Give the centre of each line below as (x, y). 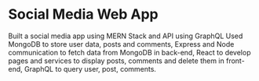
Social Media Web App (83, 14)
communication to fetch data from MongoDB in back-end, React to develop (129, 52)
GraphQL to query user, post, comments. (90, 69)
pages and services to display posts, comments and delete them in (117, 61)
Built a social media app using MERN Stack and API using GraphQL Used (126, 36)
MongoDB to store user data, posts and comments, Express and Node (121, 44)
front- (235, 61)
